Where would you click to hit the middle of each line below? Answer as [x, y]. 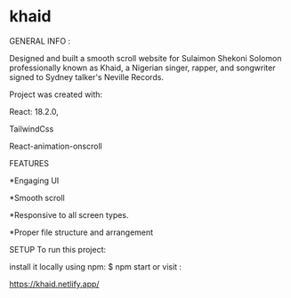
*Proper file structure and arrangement [81, 232]
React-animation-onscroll [56, 146]
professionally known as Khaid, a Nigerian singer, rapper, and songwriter [142, 68]
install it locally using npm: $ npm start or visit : [96, 266]
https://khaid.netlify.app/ [54, 284]
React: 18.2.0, [34, 111]
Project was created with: [56, 94]
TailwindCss [32, 129]
